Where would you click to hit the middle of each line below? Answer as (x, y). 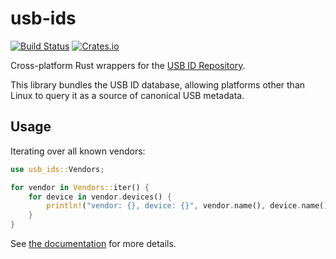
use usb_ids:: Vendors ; (57, 169)
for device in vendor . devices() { (100, 197)
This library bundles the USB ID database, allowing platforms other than (158, 84)
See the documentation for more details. (93, 243)
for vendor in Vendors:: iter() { (80, 187)
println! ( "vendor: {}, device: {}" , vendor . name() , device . (174, 206)
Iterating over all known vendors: (78, 151)
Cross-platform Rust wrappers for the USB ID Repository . (128, 65)
